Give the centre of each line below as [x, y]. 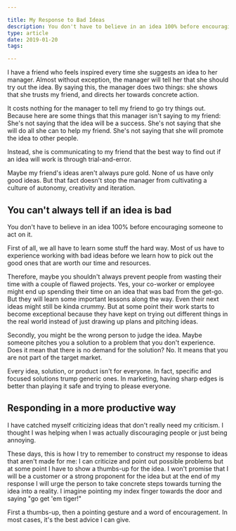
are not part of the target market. [55, 357]
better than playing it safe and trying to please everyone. [89, 386]
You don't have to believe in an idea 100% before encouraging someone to [115, 226]
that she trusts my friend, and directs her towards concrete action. [103, 95]
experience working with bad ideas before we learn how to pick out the [110, 255]
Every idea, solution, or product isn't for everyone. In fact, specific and [110, 371]
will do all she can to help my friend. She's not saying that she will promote [115, 131]
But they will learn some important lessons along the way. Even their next [113, 299]
